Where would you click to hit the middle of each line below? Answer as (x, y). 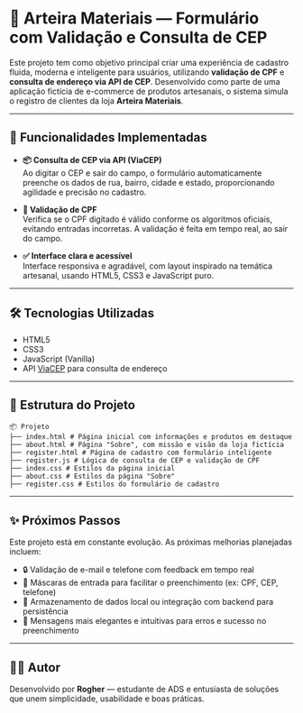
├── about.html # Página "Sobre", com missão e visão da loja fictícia (147, 445)
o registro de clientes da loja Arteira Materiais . (96, 101)
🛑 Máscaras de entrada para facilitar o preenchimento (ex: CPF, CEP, (150, 583)
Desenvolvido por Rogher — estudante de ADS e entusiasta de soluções (144, 689)
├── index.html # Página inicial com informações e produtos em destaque (151, 437)
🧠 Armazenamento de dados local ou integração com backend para (148, 602)
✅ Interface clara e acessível (77, 255)
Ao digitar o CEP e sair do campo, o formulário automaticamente (142, 173)
